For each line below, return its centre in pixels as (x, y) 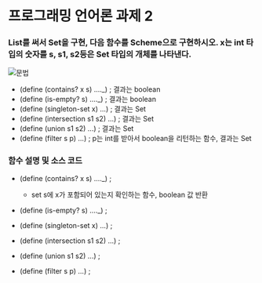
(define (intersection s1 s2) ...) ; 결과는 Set (87, 119)
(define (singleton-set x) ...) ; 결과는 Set (83, 109)
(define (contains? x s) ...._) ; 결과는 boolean (90, 89)
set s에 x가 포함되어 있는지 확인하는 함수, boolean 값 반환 (120, 194)
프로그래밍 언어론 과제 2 (81, 16)
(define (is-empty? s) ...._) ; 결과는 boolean (88, 100)
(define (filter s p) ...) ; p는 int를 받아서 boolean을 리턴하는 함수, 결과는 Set (136, 139)
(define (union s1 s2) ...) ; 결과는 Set (76, 129)
